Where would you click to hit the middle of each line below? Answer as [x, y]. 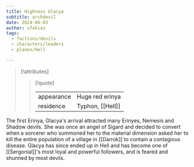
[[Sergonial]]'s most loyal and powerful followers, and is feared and [87, 151]
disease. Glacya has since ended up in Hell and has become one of [87, 145]
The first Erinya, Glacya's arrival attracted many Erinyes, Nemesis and [90, 120]
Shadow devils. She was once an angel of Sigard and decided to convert [93, 127]
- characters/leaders [38, 45]
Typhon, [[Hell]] [99, 106]
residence [52, 106]
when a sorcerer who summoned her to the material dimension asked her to [97, 133]
